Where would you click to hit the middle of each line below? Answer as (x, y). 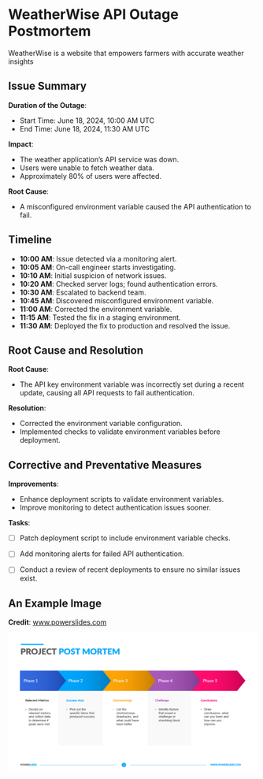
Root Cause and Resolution (76, 350)
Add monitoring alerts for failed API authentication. (102, 554)
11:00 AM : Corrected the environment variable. (96, 309)
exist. (28, 579)
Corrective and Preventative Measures (105, 465)
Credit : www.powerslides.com (57, 622)
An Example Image (55, 603)
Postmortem (50, 31)
